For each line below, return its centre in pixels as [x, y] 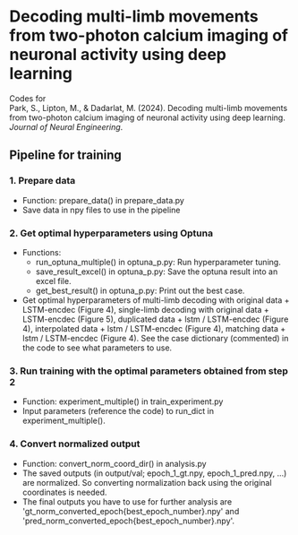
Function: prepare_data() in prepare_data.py [103, 200]
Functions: [42, 252]
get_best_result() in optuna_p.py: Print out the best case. [140, 290]
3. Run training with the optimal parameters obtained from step [149, 371]
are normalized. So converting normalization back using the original [147, 482]
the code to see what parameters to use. [97, 348]
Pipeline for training [66, 155]
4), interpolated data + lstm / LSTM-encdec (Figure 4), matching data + [154, 328]
